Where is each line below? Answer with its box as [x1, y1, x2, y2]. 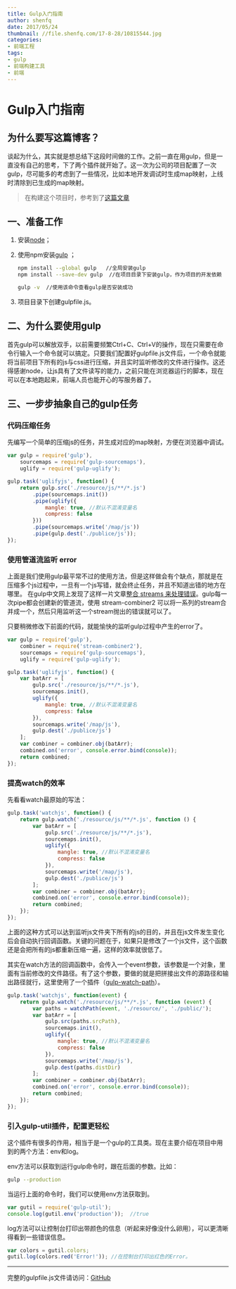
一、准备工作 [7, 215, 63, 227]
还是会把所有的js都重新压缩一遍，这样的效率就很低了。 [7, 945, 166, 953]
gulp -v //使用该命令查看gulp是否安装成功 [17, 284, 133, 291]
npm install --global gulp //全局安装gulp [17, 265, 146, 272]
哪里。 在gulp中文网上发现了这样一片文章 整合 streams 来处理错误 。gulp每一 [7, 590, 228, 598]
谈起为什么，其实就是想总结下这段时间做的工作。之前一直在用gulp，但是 [7, 152, 217, 160]
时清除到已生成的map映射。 [7, 178, 88, 186]
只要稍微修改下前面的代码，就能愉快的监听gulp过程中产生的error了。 [7, 622, 207, 630]
